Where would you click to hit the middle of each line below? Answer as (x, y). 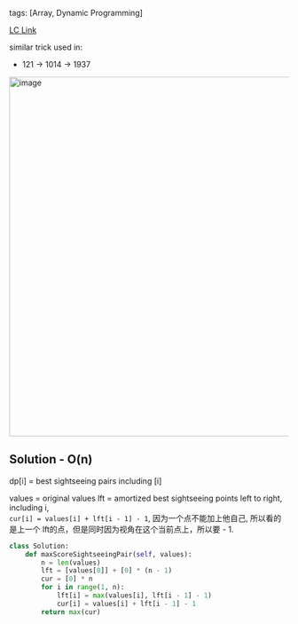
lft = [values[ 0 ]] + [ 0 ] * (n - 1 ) (107, 571)
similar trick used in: (46, 47)
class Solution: (39, 546)
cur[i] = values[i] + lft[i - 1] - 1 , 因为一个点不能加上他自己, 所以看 (141, 517)
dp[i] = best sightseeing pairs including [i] (86, 481)
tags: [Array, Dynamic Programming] (76, 13)
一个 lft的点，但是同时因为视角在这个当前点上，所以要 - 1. (129, 529)
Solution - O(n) (51, 459)
